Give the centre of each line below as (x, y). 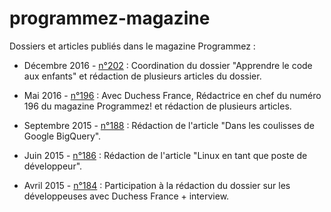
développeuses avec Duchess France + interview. (126, 196)
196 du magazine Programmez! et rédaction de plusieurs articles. (157, 106)
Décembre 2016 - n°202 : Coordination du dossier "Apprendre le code (168, 65)
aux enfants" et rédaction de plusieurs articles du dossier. (142, 76)
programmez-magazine (110, 18)
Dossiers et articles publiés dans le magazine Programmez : (132, 46)
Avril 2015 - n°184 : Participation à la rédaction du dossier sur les (157, 185)
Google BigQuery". (62, 136)
